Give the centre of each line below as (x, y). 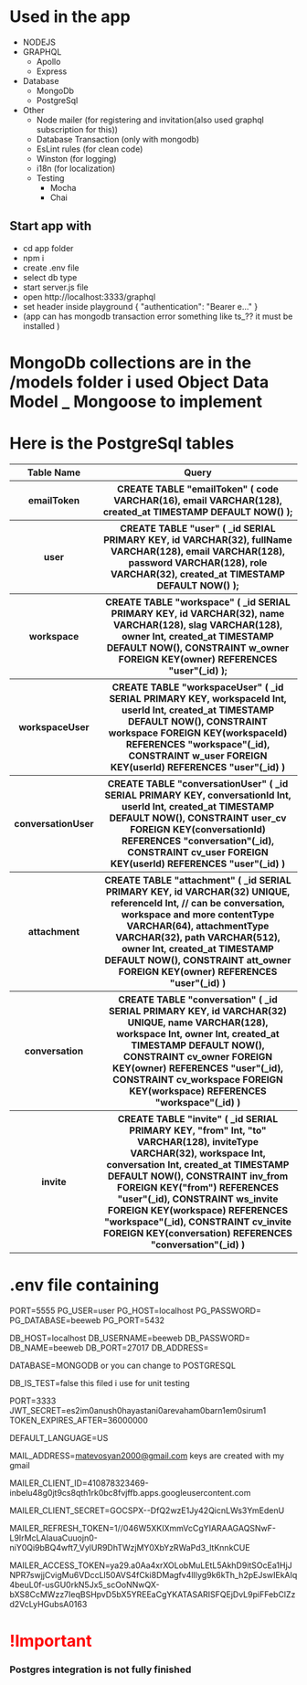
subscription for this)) (77, 129)
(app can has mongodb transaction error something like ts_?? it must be (158, 316)
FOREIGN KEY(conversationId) (198, 829)
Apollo (48, 61)
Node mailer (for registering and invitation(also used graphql (150, 120)
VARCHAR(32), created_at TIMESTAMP (198, 574)
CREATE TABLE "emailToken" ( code (198, 489)
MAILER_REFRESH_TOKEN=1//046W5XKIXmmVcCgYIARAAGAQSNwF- (143, 1528)
